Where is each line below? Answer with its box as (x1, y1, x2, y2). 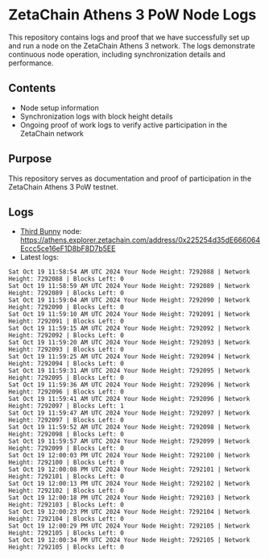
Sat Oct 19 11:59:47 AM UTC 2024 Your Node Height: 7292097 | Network (8, 409, 250, 417)
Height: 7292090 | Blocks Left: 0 (8, 303, 125, 311)
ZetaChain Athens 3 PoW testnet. (8, 181, 118, 191)
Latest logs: (19, 252, 59, 262)
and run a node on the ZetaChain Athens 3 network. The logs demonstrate (8, 40, 255, 50)
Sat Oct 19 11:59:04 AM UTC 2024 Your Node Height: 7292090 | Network (8, 296, 250, 304)
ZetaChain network (19, 128, 85, 138)
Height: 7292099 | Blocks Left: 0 (8, 444, 125, 453)
